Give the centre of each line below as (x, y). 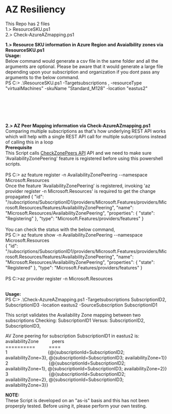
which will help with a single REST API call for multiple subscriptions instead (86, 136)
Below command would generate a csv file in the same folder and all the (82, 61)
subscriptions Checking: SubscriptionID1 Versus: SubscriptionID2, (75, 320)
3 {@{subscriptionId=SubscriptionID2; (66, 374)
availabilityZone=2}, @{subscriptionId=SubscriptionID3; (65, 380)
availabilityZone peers (35, 341)
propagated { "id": (25, 196)
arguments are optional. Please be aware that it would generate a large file (84, 66)
